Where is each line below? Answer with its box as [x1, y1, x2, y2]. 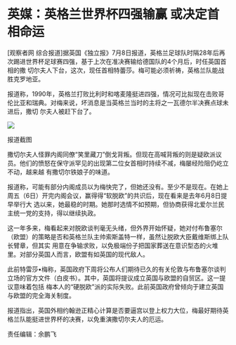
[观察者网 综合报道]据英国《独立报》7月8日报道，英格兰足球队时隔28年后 [7, 48, 219, 57]
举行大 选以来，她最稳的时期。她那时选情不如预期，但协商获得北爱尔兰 [13, 200, 218, 208]
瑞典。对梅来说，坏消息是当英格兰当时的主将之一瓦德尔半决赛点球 [31, 98, 223, 107]
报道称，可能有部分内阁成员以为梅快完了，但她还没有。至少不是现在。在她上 [7, 182, 229, 191]
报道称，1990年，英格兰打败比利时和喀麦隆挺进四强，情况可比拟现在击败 [7, 89, 218, 98]
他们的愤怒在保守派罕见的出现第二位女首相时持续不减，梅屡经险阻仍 [19, 158, 216, 167]
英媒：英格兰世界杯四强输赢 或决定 [7, 6, 207, 22]
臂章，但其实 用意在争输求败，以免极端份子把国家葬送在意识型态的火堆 [13, 241, 218, 250]
